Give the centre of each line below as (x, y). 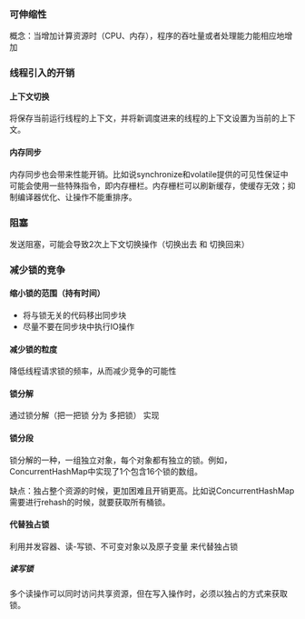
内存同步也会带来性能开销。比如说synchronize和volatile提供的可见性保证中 (149, 174)
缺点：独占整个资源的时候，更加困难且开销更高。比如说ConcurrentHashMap (152, 490)
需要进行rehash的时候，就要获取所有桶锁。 (90, 502)
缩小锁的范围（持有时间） (57, 294)
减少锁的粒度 (33, 349)
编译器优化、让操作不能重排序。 (77, 196)
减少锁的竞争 (38, 270)
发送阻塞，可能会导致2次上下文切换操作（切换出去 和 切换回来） (129, 244)
